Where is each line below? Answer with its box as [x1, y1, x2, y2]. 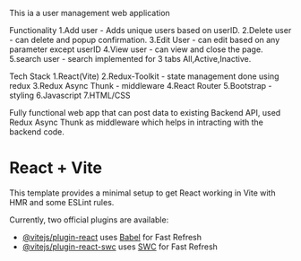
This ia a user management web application [9, 8, 170, 18]
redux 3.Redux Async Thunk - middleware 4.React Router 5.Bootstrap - [9, 81, 272, 91]
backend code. [9, 126, 65, 137]
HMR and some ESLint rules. [9, 196, 115, 207]
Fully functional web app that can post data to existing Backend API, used [9, 108, 281, 117]
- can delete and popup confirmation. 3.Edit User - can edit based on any [9, 35, 280, 45]
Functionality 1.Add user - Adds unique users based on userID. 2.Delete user [9, 25, 292, 35]
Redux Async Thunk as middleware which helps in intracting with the [9, 117, 264, 127]
